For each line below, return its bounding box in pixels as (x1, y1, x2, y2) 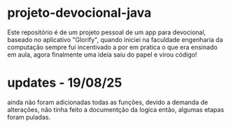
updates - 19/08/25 (7, 75, 122, 91)
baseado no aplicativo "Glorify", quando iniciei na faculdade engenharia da (7, 35, 223, 43)
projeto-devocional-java (7, 5, 152, 21)
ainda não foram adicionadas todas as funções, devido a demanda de (7, 98, 209, 106)
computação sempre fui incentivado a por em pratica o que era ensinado (7, 43, 218, 51)
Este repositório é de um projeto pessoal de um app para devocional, (7, 28, 206, 36)
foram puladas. (7, 113, 51, 121)
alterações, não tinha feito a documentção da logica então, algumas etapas (7, 105, 225, 113)
